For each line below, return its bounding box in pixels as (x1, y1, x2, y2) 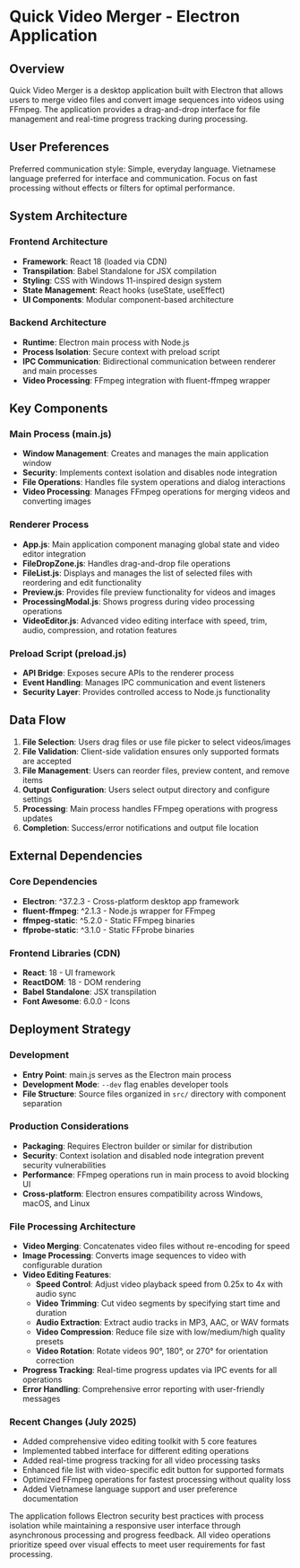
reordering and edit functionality (21, 577, 141, 587)
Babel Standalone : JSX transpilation (21, 986, 157, 997)
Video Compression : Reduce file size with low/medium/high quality (35, 1326, 286, 1337)
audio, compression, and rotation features (21, 624, 177, 635)
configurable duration (21, 1260, 103, 1271)
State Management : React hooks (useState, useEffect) (21, 285, 226, 295)
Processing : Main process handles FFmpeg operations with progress (21, 803, 279, 814)
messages (21, 1394, 61, 1405)
